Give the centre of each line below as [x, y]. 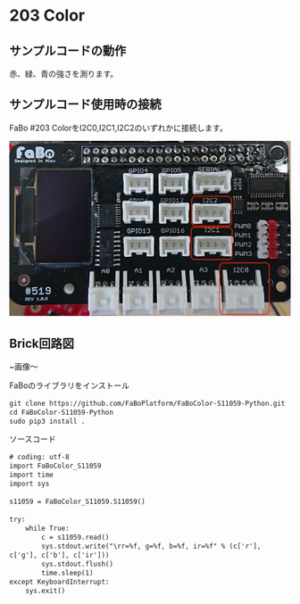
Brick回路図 [42, 343]
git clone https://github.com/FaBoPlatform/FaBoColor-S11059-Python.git [147, 404]
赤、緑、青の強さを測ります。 [64, 74]
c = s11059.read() [75, 538]
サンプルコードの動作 [68, 50]
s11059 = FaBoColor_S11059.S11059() [77, 502]
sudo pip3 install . [48, 422]
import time [31, 475]
